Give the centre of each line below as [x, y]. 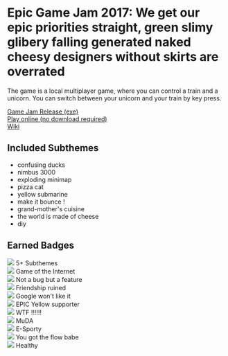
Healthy [27, 345]
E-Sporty [28, 329]
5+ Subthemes [37, 263]
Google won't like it [43, 296]
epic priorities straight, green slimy [110, 27]
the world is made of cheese [58, 216]
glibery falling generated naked [99, 42]
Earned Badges [41, 246]
